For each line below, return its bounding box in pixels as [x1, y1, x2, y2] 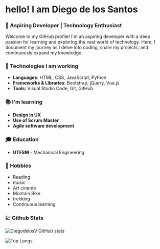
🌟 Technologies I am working [5, 63, 78, 70]
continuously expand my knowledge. [5, 50, 83, 56]
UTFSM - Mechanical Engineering [12, 150, 84, 156]
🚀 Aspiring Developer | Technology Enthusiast [5, 22, 122, 29]
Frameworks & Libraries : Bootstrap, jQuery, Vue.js [12, 79, 120, 86]
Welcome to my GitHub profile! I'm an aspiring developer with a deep [5, 33, 151, 39]
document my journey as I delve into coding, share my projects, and [5, 45, 148, 51]
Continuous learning [12, 201, 56, 207]
